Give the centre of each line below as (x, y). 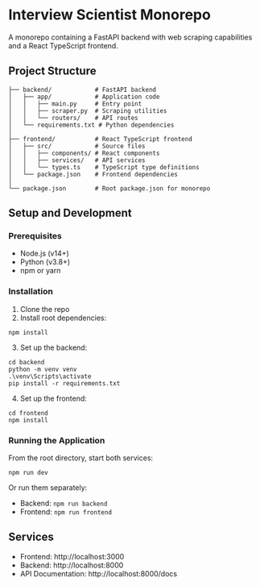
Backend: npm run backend (64, 503)
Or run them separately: (48, 488)
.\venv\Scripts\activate (50, 376)
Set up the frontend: (53, 398)
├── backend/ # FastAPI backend (83, 89)
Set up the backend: (54, 347)
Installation (31, 292)
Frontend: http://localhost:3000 (72, 556)
